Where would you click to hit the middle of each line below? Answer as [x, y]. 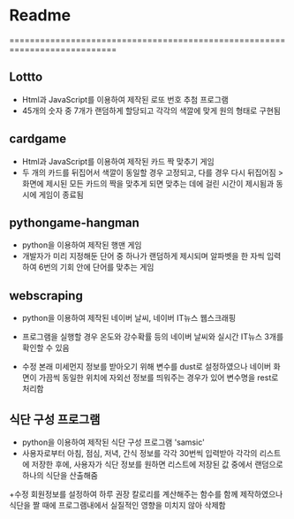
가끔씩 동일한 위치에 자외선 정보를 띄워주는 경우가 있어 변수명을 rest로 [158, 378]
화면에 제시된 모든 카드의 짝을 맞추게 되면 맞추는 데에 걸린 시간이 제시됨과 [148, 183]
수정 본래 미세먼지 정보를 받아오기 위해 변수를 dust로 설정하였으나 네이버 [147, 367]
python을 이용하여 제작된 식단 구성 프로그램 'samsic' [113, 442]
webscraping [46, 296]
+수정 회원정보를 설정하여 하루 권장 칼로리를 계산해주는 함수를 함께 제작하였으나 [146, 494]
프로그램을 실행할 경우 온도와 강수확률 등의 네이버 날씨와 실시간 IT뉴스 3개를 [153, 337]
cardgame [38, 139]
